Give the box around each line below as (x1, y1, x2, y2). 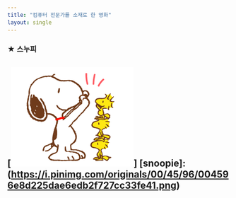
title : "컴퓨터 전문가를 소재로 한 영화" (7, 11, 112, 18)
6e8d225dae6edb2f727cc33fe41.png (7, 179, 177, 191)
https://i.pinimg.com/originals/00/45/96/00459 (11, 168, 229, 180)
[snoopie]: (138, 157, 186, 169)
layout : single (7, 18, 52, 26)
